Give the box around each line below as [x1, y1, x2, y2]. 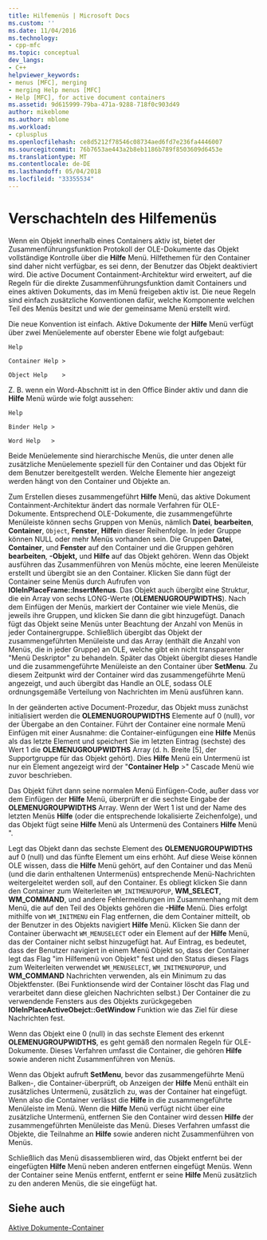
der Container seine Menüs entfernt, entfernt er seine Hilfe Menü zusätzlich [8, 1170, 257, 1179]
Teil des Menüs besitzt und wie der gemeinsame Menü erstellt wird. [8, 303, 231, 313]
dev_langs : [8, 57, 45, 65]
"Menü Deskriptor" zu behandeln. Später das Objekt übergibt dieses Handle [8, 652, 257, 663]
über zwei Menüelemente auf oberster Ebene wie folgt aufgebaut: [8, 327, 225, 337]
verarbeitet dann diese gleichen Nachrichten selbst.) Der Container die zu [8, 988, 251, 997]
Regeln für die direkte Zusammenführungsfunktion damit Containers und [8, 278, 247, 287]
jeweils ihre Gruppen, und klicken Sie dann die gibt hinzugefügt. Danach [8, 610, 245, 620]
